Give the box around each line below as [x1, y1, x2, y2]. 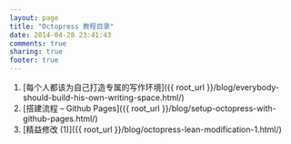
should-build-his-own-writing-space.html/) [22, 92, 185, 103]
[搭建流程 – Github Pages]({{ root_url [22, 103, 161, 114]
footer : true [9, 56, 59, 65]
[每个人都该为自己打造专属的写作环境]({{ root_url [22, 82, 205, 92]
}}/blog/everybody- [206, 82, 280, 92]
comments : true [9, 38, 67, 48]
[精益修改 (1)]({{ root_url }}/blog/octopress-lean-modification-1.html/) [22, 124, 282, 135]
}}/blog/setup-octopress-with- [162, 103, 276, 114]
